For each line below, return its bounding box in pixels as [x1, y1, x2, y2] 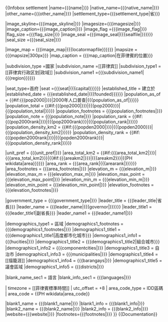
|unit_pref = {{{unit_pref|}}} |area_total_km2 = [5, 150, 100, 156]
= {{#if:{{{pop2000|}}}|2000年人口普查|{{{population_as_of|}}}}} [5, 97, 139, 103]
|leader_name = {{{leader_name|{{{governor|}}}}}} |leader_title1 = [16, 204, 152, 209]
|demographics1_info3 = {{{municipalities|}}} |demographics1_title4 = [15, 251, 158, 257]
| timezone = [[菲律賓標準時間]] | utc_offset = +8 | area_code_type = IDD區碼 [5, 285, 163, 291]
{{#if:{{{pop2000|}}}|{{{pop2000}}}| [45, 103, 120, 109]
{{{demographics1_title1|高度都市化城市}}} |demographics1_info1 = [5, 233, 141, 238]
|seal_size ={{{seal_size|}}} [5, 37, 61, 43]
